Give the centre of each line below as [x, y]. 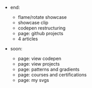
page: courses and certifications [52, 75]
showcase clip [33, 23]
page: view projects [39, 64]
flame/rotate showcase [42, 17]
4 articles [28, 39]
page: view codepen [40, 58]
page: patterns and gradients [49, 69]
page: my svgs [33, 80]
